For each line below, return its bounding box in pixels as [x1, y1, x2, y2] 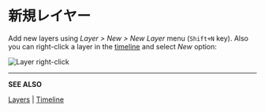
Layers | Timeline [8, 95, 65, 104]
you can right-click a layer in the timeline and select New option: [8, 42, 217, 51]
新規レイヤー [8, 7, 91, 25]
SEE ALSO [8, 79, 42, 89]
